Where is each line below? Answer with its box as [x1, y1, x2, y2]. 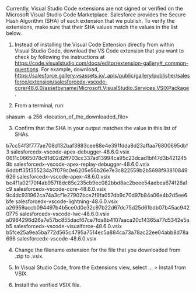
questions [14, 66, 39, 72]
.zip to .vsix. [14, 253, 44, 259]
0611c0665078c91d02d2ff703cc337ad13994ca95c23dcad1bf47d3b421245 [6, 155, 187, 161]
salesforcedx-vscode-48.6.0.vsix [16, 235, 97, 242]
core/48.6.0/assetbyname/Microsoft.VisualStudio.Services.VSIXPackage [14, 85, 190, 91]
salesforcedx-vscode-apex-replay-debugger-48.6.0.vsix [13, 161, 150, 168]
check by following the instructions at [14, 54, 105, 60]
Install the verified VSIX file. [14, 281, 82, 288]
